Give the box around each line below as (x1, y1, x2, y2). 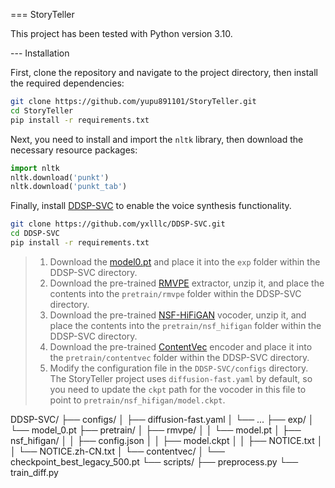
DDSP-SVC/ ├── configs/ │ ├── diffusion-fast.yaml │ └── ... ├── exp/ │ (10, 413, 315, 425)
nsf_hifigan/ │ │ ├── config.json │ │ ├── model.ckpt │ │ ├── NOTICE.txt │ (10, 434, 323, 446)
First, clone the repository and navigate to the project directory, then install (10, 67, 318, 78)
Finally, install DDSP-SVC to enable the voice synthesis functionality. (10, 200, 292, 212)
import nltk (10, 163, 60, 173)
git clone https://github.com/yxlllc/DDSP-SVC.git (10, 219, 226, 229)
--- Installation (10, 47, 70, 59)
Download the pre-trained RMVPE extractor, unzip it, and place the (49, 277, 325, 289)
